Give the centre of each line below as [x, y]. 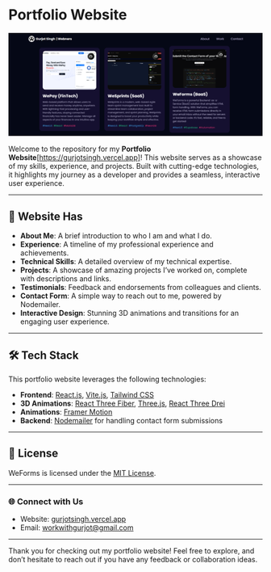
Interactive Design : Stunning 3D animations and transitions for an [129, 313]
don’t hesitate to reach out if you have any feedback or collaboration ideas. [133, 559]
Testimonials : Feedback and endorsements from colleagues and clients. [141, 287]
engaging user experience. [65, 322]
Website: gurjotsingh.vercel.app [73, 519]
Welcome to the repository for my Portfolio [80, 149]
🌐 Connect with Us [46, 501]
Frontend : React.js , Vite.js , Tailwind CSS [87, 394]
